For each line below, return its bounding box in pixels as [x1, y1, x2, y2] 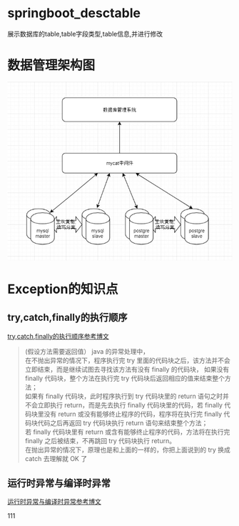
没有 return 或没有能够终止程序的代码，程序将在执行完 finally [44, 410, 223, 418]
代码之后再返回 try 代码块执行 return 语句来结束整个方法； [37, 418, 208, 427]
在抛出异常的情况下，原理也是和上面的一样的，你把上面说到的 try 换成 [24, 445, 230, 454]
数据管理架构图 [7, 57, 96, 74]
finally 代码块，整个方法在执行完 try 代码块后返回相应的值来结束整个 [24, 374, 225, 382]
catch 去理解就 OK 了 [24, 454, 88, 462]
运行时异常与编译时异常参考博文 [7, 497, 101, 506]
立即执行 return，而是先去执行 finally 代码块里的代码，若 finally [37, 400, 223, 409]
